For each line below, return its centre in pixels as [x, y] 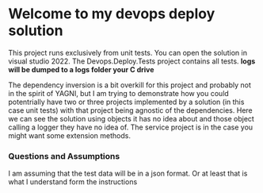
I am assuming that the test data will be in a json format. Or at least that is [128, 174]
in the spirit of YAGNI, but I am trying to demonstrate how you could [119, 93]
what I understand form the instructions [73, 182]
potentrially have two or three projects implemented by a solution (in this [126, 102]
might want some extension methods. [69, 135]
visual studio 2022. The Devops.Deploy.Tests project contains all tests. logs [132, 61]
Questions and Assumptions [64, 156]
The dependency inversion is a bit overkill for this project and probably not [130, 85]
